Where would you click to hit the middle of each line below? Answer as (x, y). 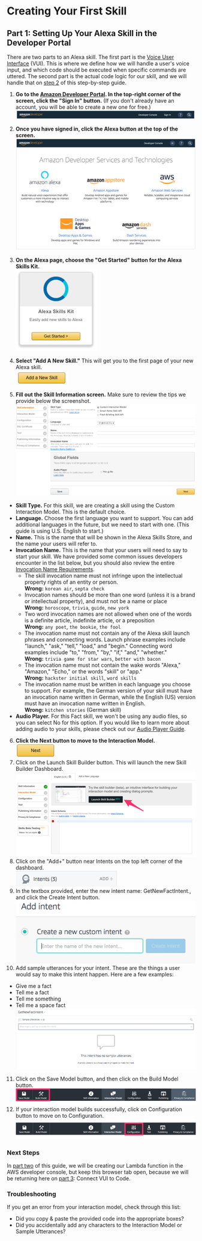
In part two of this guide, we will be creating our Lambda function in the (95, 1165)
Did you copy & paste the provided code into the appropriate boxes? (100, 1219)
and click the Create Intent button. (58, 897)
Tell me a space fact (40, 1005)
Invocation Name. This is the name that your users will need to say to (101, 550)
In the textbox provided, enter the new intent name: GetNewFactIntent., (103, 890)
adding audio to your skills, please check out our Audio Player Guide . (101, 729)
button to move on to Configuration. (60, 1116)
